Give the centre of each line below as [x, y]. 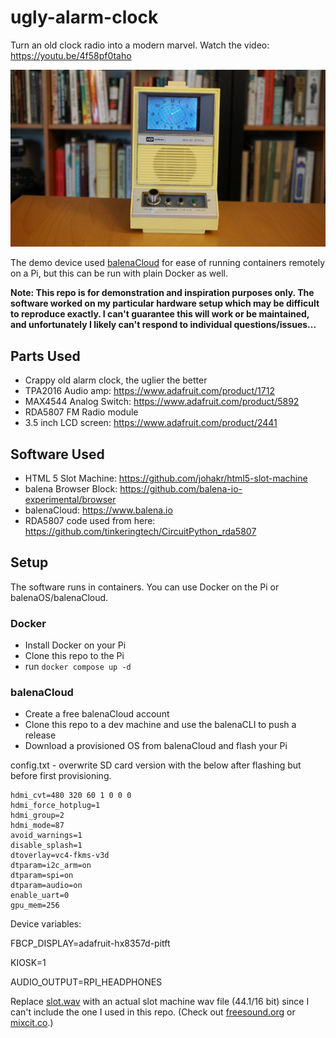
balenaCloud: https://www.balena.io [98, 510]
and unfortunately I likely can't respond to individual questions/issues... [163, 325]
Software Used [57, 454]
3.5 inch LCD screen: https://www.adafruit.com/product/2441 [151, 423]
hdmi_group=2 [37, 816]
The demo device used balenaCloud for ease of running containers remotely [168, 263]
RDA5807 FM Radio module [81, 412]
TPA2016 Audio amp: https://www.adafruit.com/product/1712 [149, 391]
